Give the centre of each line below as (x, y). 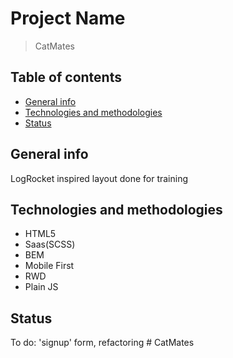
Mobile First (49, 266)
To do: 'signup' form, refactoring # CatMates (102, 343)
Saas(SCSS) (50, 244)
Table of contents (66, 77)
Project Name (68, 18)
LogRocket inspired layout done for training (99, 178)
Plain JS (41, 287)
